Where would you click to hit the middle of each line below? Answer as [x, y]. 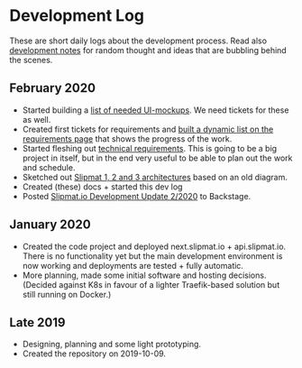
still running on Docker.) [67, 294]
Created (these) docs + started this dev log [102, 187]
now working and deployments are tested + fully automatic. [133, 265]
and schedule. [49, 167]
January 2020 [50, 225]
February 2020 [53, 88]
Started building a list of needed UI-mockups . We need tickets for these [156, 110]
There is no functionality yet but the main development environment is [152, 256]
